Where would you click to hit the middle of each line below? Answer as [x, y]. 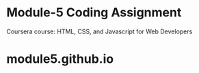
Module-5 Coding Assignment [94, 13]
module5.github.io [60, 59]
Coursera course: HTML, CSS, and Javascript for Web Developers [99, 31]
